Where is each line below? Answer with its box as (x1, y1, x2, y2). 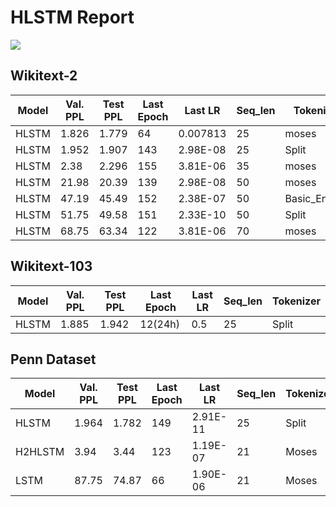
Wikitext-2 (10, 67, 78, 85)
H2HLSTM (15, 445, 65, 459)
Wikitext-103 (10, 258, 93, 275)
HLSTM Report (10, 6, 135, 29)
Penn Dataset (10, 351, 97, 368)
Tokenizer (272, 294, 321, 308)
